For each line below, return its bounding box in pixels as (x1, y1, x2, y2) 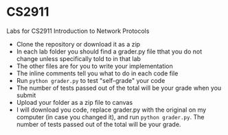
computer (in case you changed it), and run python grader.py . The (16, 112, 205, 121)
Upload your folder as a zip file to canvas (16, 98, 133, 106)
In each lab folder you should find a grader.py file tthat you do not (16, 47, 203, 56)
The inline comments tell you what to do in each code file (16, 69, 179, 77)
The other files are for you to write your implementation (16, 62, 173, 70)
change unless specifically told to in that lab (16, 54, 141, 62)
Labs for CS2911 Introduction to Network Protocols (6, 27, 150, 35)
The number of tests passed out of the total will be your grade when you (16, 84, 222, 92)
